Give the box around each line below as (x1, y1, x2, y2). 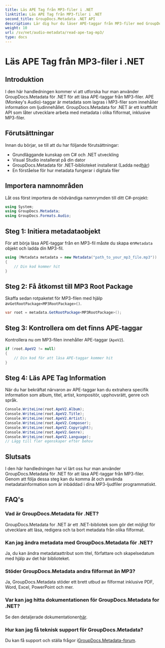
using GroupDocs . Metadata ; (5, 209, 60, 214)
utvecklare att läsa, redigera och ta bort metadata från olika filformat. (5, 527, 145, 533)
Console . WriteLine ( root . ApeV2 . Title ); (5, 411, 84, 416)
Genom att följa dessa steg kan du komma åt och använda (5, 476, 123, 482)
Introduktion (5, 75, 44, 84)
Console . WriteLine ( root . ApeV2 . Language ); (5, 434, 91, 439)
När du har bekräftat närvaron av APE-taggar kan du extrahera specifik (5, 387, 149, 393)
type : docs (5, 35, 27, 40)
